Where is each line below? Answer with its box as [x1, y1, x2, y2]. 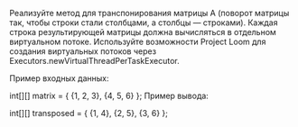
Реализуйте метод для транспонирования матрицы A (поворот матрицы [9, 8, 290, 18]
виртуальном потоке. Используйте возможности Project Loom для [9, 36, 266, 47]
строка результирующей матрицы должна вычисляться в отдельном [9, 27, 277, 37]
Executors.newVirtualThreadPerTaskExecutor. [9, 56, 180, 66]
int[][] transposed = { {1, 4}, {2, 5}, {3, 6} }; [9, 108, 169, 118]
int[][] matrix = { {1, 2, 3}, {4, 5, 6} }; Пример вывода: [9, 90, 210, 101]
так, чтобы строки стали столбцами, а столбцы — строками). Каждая [9, 17, 278, 28]
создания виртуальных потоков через [9, 46, 156, 57]
